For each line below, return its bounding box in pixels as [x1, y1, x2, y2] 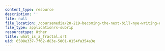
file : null [5, 16, 27, 21]
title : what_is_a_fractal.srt [5, 34, 67, 39]
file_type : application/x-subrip [5, 25, 74, 30]
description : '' [5, 12, 38, 17]
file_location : [5, 20, 36, 26]
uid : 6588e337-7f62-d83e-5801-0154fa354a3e [5, 39, 96, 44]
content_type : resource [5, 7, 54, 12]
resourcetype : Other [5, 30, 48, 34]
